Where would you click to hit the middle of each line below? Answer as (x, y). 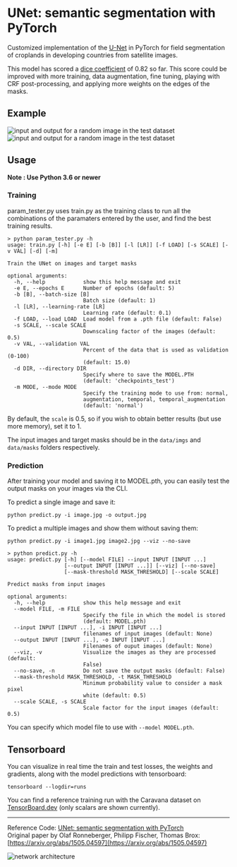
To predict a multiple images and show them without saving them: (103, 528)
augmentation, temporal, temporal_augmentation (154, 399)
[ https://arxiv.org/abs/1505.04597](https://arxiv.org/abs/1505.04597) (107, 842)
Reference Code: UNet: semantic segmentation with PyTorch (96, 827)
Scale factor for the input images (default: (151, 708)
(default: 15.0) (107, 362)
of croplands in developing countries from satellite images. (93, 55)
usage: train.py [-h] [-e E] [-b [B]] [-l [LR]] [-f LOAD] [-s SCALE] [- (118, 245)
